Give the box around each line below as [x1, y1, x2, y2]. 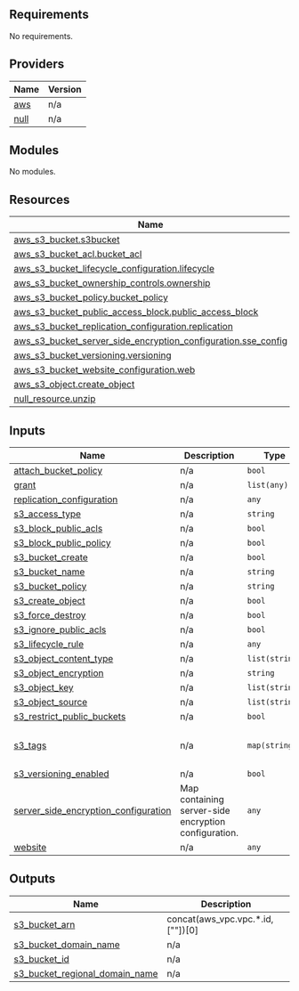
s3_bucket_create [13, 551, 89, 564]
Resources [9, 191, 70, 207]
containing [179, 793, 224, 806]
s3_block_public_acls [13, 523, 103, 535]
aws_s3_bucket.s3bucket [13, 233, 120, 246]
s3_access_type [13, 508, 82, 520]
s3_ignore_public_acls [13, 623, 107, 636]
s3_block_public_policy [13, 537, 111, 549]
